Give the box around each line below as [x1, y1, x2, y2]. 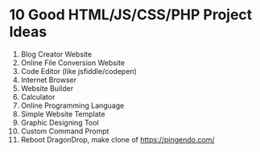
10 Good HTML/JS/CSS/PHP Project [9, 6, 253, 24]
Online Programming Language [20, 101, 125, 110]
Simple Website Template [20, 109, 105, 118]
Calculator [20, 92, 56, 101]
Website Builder [20, 83, 74, 93]
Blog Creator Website [20, 49, 92, 59]
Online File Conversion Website [20, 58, 126, 68]
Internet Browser [20, 75, 77, 84]
